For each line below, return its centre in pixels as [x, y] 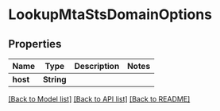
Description [97, 66]
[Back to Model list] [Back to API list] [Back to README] [99, 99]
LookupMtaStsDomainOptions [110, 15]
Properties [35, 44]
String [54, 79]
